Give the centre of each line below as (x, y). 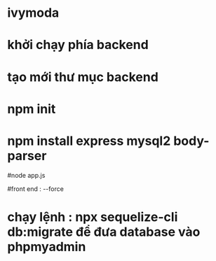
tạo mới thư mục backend (83, 77)
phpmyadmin (47, 247)
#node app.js (26, 175)
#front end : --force (36, 189)
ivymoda (33, 13)
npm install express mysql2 (89, 141)
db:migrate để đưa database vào (104, 232)
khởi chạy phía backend (78, 45)
